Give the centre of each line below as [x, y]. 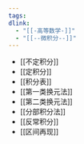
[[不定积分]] [39, 62]
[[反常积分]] [39, 122]
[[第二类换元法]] [46, 102]
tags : [17, 16]
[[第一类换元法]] [46, 92]
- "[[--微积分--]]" [46, 38]
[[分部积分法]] [43, 112]
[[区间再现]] [39, 132]
